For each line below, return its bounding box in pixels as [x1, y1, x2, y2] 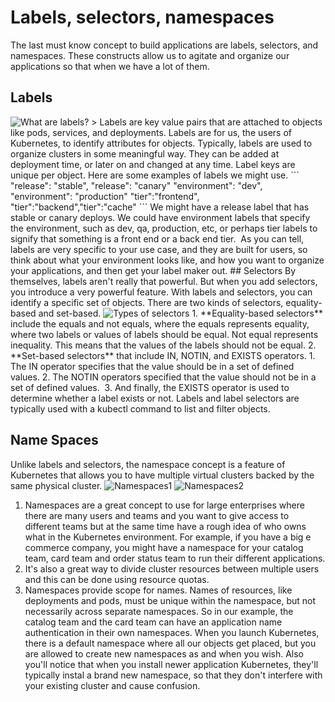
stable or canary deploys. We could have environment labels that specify [10, 211, 311, 223]
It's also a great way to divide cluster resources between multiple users [24, 562, 320, 575]
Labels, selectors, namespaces [10, 6, 275, 29]
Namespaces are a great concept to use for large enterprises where [24, 499, 305, 511]
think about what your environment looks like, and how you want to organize [10, 254, 325, 266]
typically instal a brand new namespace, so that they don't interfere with [24, 669, 323, 681]
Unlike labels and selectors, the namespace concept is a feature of [10, 458, 286, 470]
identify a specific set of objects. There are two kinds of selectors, [10, 296, 284, 308]
